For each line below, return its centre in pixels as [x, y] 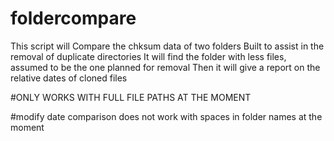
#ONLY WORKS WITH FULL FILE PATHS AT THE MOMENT [131, 97]
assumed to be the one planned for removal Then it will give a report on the [165, 67]
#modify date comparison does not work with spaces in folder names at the [166, 116]
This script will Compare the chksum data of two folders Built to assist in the [167, 46]
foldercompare [73, 18]
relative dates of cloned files [69, 78]
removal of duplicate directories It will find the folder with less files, [148, 56]
